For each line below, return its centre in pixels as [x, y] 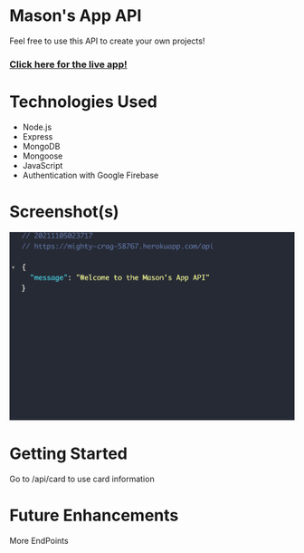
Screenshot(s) [64, 212]
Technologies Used [84, 102]
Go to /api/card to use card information [82, 479]
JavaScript [43, 165]
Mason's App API [76, 16]
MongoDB [41, 146]
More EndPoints [39, 540]
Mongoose [43, 156]
